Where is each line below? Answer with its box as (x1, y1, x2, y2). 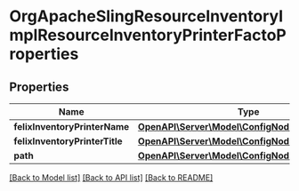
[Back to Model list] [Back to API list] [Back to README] (9, 172, 214, 183)
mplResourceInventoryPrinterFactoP (9, 25, 287, 45)
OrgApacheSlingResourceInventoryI (9, 6, 284, 27)
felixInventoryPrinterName (13, 121, 130, 132)
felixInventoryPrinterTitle (13, 135, 123, 147)
